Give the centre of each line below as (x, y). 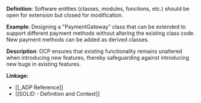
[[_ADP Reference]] (39, 87)
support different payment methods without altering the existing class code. (101, 33)
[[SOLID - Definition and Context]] (57, 94)
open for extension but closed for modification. (65, 15)
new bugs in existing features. (44, 64)
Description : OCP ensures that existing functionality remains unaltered (94, 51)
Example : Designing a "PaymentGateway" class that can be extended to (96, 27)
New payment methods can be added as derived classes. (78, 39)
